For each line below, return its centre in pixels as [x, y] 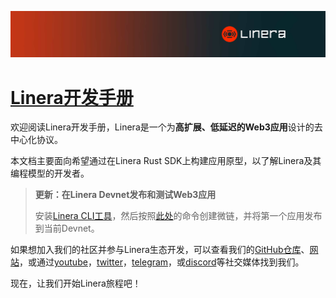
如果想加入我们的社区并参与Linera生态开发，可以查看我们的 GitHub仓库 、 [160, 250]
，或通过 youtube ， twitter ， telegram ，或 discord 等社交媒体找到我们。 [162, 262]
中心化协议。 [36, 140]
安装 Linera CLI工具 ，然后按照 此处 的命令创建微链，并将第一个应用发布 [178, 216]
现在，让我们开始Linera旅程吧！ [76, 283]
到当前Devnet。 [67, 228]
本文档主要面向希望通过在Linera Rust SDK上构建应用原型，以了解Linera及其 [166, 161]
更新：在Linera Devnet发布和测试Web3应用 [125, 195]
